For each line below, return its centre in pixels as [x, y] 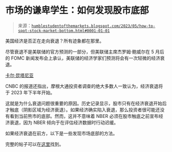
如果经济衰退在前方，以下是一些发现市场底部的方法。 [61, 133]
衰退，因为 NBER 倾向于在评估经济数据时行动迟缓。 [64, 122]
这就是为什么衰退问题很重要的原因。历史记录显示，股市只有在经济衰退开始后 [86, 103]
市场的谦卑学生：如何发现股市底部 [77, 10]
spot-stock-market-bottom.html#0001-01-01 [64, 31]
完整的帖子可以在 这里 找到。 [35, 144]
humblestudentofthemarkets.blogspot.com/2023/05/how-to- [93, 26]
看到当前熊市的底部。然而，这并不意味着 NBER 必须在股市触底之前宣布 [84, 116]
